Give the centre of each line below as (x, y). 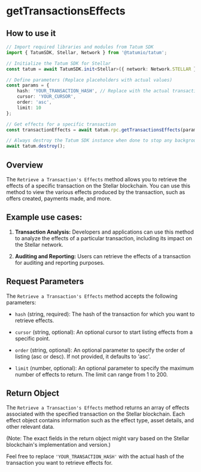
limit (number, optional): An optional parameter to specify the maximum (104, 368)
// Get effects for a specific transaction (61, 124)
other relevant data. (31, 427)
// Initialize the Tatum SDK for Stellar (59, 63)
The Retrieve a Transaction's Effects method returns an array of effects (98, 408)
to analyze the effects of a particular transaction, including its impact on (103, 238)
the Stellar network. (39, 244)
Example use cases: (44, 217)
